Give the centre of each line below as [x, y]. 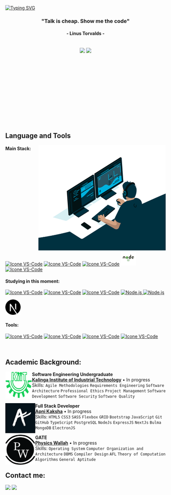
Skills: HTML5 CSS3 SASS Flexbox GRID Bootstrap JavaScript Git [99, 417]
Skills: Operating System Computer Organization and [89, 449]
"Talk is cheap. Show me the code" [85, 21]
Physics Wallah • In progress [66, 443]
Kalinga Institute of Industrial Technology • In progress [91, 380]
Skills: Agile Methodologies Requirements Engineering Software [98, 385]
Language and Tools [38, 135]
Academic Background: [43, 362]
